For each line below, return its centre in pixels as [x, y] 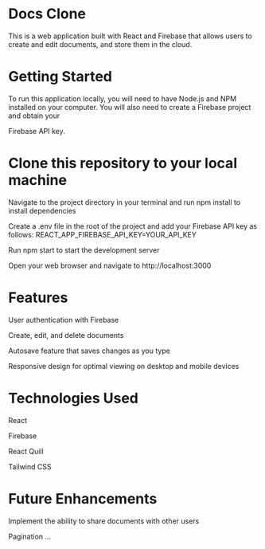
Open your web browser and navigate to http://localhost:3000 [110, 265]
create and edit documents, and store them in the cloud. [100, 44]
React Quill [26, 451]
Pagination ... [30, 536]
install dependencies [42, 210]
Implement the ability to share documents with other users [104, 521]
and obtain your [34, 116]
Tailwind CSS [30, 466]
